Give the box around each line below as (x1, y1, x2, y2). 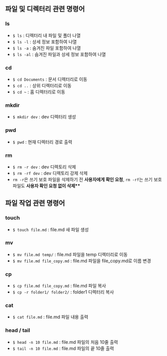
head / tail (5, 327, 30, 334)
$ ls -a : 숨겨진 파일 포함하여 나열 (12, 45, 81, 51)
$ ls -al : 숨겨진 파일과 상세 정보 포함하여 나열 (12, 51, 106, 57)
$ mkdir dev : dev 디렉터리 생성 (12, 114, 76, 120)
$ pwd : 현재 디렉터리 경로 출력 (12, 139, 73, 145)
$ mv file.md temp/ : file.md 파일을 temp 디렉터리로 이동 (12, 251, 128, 257)
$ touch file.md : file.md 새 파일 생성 (12, 226, 89, 232)
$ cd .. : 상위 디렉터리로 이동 (12, 82, 72, 88)
